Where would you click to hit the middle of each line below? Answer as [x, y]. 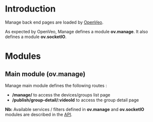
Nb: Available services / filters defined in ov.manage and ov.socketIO [75, 109]
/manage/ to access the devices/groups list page [61, 95]
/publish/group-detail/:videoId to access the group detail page [75, 100]
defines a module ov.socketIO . [36, 37]
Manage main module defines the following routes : [56, 85]
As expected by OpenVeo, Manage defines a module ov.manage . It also [76, 31]
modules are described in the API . [39, 114]
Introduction [30, 9]
